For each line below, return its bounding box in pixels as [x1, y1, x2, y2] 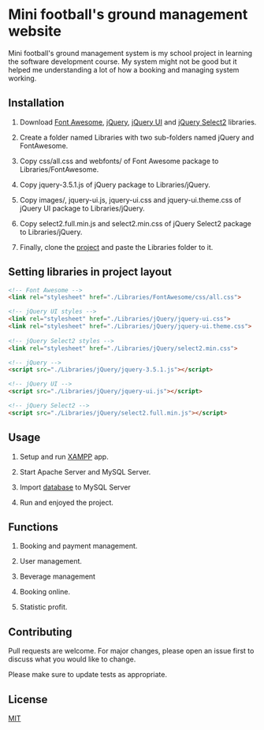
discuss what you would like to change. [8, 654, 136, 664]
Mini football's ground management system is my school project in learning [8, 48, 253, 58]
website [8, 22, 61, 40]
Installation [8, 96, 65, 110]
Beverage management [19, 572, 96, 581]
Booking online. [19, 587, 71, 597]
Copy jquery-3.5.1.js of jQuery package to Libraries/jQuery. [19, 180, 211, 189]
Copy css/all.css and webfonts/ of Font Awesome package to [19, 156, 219, 166]
